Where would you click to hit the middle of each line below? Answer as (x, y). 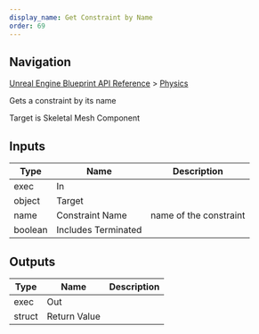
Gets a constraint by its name (63, 101)
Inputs (28, 146)
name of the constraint (198, 215)
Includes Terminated (99, 230)
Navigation (40, 62)
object (27, 201)
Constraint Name (92, 215)
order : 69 (28, 26)
